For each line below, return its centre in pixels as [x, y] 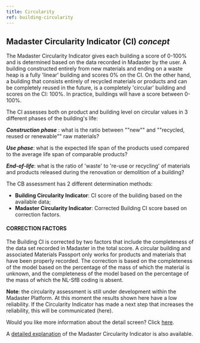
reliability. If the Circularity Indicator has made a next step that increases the [100, 304]
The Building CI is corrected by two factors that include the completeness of [100, 242]
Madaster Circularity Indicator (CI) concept [88, 42]
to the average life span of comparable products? [67, 154]
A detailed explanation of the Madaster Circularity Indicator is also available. [100, 333]
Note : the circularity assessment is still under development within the [91, 292]
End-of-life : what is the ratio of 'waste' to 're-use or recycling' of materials [98, 166]
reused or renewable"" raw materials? [53, 136]
